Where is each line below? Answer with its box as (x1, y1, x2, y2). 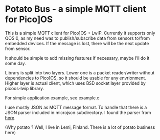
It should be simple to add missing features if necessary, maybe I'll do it (5, 55, 150, 61)
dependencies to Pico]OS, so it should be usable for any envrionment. (5, 75, 146, 81)
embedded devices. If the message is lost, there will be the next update (5, 40, 149, 46)
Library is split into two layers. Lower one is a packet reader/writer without (5, 70, 155, 75)
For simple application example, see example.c (5, 94, 99, 101)
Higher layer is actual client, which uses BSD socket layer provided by (5, 80, 146, 86)
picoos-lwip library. (5, 85, 44, 91)
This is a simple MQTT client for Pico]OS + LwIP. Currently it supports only (5, 30, 156, 36)
